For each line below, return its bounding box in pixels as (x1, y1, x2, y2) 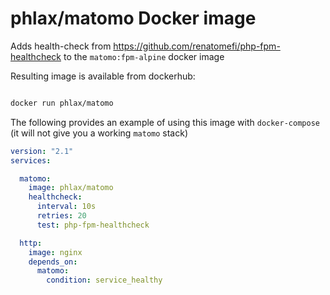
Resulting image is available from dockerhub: (10, 70, 196, 82)
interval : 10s (36, 202, 97, 212)
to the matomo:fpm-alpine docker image (63, 50, 225, 62)
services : (10, 155, 52, 166)
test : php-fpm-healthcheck (36, 220, 150, 230)
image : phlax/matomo (28, 183, 114, 193)
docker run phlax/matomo (10, 98, 114, 108)
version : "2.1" (10, 146, 74, 156)
